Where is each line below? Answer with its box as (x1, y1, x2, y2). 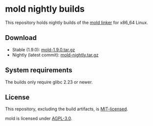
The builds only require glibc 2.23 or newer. (5, 79, 93, 85)
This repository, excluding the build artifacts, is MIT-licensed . (5, 106, 129, 112)
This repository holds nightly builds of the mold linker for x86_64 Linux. (5, 20, 148, 25)
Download (5, 34, 37, 42)
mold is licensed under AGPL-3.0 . (5, 116, 72, 122)
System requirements (5, 66, 72, 74)
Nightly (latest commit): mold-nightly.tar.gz (12, 52, 99, 58)
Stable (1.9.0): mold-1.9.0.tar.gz (12, 46, 75, 52)
